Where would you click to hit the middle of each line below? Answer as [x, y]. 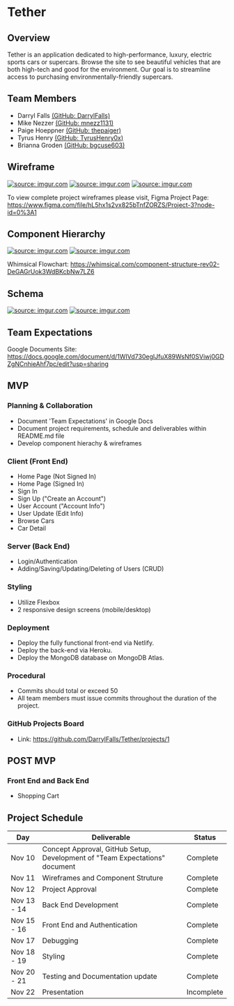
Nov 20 [23, 972]
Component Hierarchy [56, 234]
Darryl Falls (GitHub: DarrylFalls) [63, 115]
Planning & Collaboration [50, 406]
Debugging [60, 940]
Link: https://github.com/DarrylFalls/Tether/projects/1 [93, 739]
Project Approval [70, 890]
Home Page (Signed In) [51, 484]
